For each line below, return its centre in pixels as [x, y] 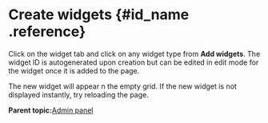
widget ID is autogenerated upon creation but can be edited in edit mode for [134, 62]
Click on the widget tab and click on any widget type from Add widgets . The [134, 54]
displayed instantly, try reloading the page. [79, 94]
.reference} [47, 32]
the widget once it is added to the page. [74, 70]
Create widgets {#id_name [99, 15]
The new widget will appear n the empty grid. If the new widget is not [123, 86]
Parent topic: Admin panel [51, 110]
